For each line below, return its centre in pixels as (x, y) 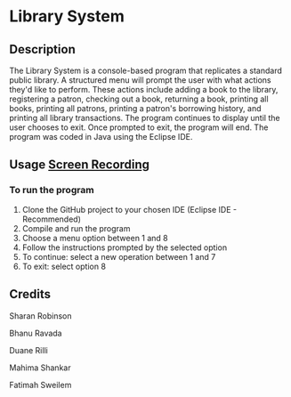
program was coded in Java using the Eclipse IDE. (101, 137)
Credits (30, 294)
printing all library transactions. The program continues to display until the (145, 118)
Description (42, 49)
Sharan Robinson (40, 316)
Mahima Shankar (40, 368)
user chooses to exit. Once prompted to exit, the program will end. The (139, 127)
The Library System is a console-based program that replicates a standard (146, 70)
